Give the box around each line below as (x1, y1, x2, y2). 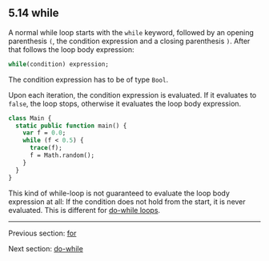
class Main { (8, 114, 52, 122)
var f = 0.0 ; (22, 129, 66, 137)
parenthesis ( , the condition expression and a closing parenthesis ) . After (8, 36, 251, 46)
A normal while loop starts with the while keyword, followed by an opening (8, 27, 255, 37)
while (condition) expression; (8, 60, 110, 68)
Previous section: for (8, 228, 77, 238)
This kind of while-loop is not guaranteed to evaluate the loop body (8, 188, 231, 198)
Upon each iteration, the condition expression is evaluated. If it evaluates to (8, 90, 257, 99)
